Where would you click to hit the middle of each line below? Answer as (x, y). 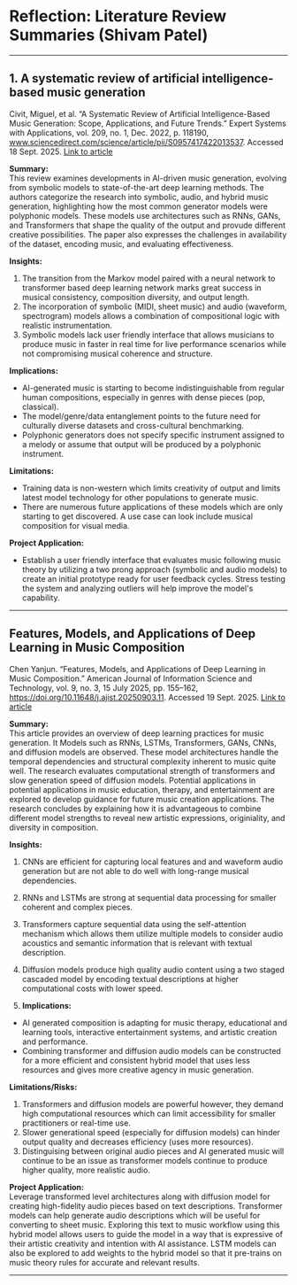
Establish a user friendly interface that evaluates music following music (151, 560)
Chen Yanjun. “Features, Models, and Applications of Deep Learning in (137, 669)
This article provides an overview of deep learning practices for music (137, 733)
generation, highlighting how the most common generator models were (138, 206)
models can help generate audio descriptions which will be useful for (135, 1215)
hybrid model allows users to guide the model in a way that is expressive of (146, 1234)
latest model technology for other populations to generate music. (140, 497)
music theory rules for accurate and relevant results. (105, 1262)
